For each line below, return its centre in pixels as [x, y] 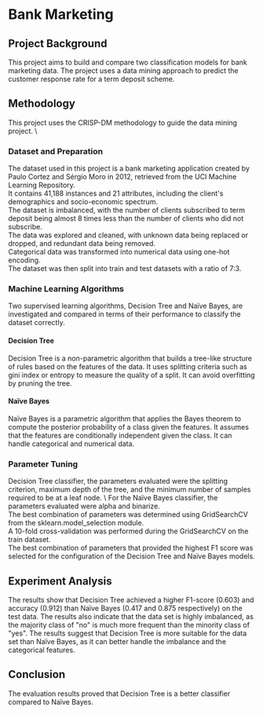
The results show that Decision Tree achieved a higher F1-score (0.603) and [131, 599]
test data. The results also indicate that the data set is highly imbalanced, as [131, 616]
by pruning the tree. [40, 383]
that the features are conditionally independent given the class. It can [120, 435]
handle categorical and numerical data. [71, 443]
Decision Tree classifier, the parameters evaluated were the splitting [118, 481]
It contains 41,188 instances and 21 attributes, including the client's [116, 193]
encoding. [24, 260]
